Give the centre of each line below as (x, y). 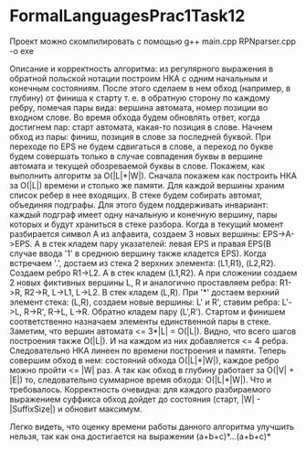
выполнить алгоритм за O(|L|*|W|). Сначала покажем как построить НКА (153, 176)
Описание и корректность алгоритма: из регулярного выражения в (142, 69)
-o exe (22, 50)
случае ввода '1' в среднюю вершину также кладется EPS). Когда (138, 253)
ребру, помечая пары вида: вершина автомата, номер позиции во (139, 107)
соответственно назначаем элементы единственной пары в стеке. (140, 321)
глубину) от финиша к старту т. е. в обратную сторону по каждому (140, 98)
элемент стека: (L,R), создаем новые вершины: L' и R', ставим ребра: (145, 302)
